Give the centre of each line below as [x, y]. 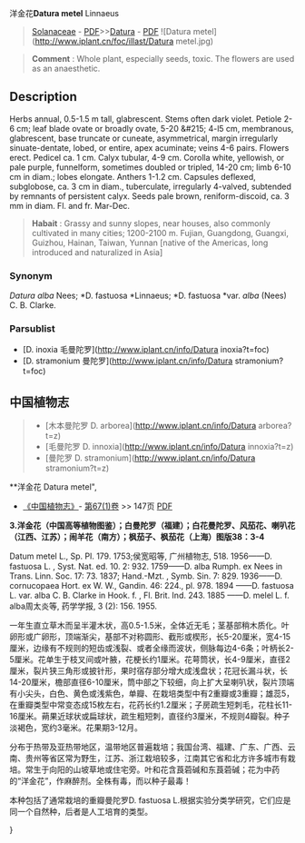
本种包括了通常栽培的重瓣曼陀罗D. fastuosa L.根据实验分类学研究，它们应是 [151, 800]
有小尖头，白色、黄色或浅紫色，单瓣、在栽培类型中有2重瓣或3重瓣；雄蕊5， [152, 694]
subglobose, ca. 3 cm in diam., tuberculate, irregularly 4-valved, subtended [151, 186]
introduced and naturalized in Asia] [97, 252]
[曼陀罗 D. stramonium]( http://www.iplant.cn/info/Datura [150, 458]
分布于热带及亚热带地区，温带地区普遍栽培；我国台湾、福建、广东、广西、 [148, 747]
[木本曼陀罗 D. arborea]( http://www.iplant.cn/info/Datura [151, 426]
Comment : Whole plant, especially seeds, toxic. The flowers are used [163, 59]
